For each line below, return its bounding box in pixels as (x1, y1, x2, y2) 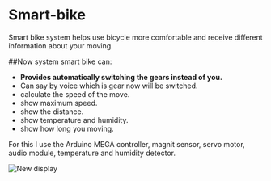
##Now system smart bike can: (8, 57, 112, 66)
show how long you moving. (19, 124, 115, 133)
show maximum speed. (19, 98, 98, 107)
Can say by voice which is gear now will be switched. (19, 81, 198, 90)
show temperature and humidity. (19, 115, 129, 124)
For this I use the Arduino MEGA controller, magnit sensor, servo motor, (8, 139, 245, 149)
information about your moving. (8, 40, 113, 50)
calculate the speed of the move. (19, 89, 130, 99)
